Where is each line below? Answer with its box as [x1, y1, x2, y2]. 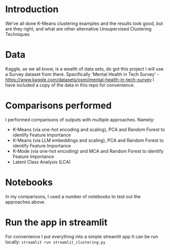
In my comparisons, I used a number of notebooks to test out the [5, 193, 141, 199]
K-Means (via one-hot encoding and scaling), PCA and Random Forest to [12, 126, 165, 133]
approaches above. [5, 199, 46, 205]
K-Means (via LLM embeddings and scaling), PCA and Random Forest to [12, 137, 164, 143]
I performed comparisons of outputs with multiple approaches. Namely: [5, 116, 155, 122]
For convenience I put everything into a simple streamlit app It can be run [5, 233, 158, 239]
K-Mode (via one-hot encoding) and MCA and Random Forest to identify [12, 148, 164, 154]
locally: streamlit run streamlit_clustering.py [5, 239, 106, 245]
